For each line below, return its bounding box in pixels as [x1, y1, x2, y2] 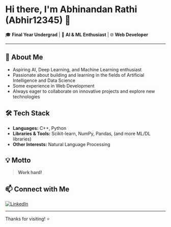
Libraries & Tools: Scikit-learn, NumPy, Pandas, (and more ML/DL [12, 130, 151, 136]
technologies [12, 93, 40, 100]
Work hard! [17, 169, 42, 176]
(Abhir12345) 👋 [5, 14, 71, 26]
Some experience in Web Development [12, 82, 95, 89]
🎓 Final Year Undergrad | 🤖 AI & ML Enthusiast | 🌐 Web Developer [5, 32, 149, 38]
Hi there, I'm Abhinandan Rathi [5, 4, 137, 15]
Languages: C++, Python [12, 125, 67, 131]
